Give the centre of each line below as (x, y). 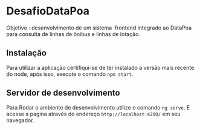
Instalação (27, 53)
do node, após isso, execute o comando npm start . (70, 74)
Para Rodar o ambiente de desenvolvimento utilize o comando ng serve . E (98, 107)
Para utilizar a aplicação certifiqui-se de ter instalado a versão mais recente (100, 67)
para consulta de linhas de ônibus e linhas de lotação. (73, 34)
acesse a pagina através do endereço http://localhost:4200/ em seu (94, 114)
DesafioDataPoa (48, 11)
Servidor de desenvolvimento (63, 93)
